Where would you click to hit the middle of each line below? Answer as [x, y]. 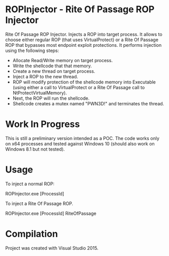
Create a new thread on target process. [54, 71]
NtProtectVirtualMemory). [40, 93]
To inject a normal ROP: [30, 184]
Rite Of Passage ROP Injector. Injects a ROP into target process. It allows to [84, 34]
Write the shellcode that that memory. [52, 66]
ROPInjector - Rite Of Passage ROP [80, 9]
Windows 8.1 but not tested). [35, 149]
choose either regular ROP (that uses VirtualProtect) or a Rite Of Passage [82, 40]
